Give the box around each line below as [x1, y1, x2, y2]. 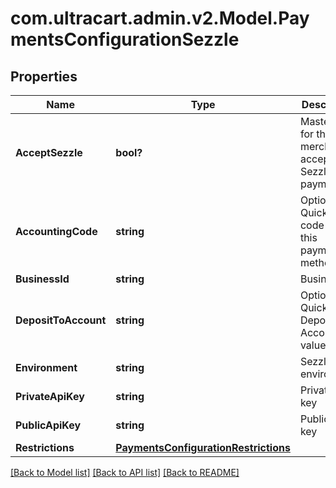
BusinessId [15, 272, 70, 286]
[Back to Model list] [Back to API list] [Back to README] [10, 467, 240, 478]
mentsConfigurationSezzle [10, 28, 240, 51]
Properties [10, 68, 78, 85]
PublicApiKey [15, 418, 82, 432]
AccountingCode [15, 225, 98, 238]
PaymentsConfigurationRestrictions [115, 441, 291, 454]
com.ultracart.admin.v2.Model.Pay [10, 7, 310, 30]
